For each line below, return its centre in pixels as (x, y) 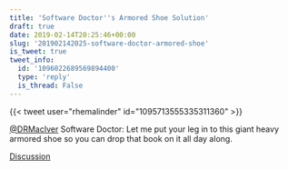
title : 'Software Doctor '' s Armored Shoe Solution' (109, 18)
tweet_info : (32, 60)
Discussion (30, 156)
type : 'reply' (44, 77)
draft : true (32, 26)
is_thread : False (50, 85)
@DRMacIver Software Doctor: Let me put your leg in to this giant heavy (144, 129)
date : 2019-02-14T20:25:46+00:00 (73, 35)
